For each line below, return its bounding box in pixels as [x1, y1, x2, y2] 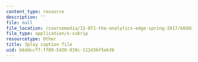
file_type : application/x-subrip [6, 31, 88, 37]
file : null [6, 19, 33, 25]
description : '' [6, 14, 46, 20]
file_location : [6, 25, 44, 31]
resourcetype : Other [6, 36, 57, 42]
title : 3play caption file [6, 42, 72, 48]
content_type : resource [6, 8, 65, 15]
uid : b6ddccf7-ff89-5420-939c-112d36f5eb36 [6, 47, 115, 53]
